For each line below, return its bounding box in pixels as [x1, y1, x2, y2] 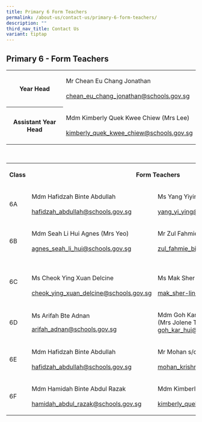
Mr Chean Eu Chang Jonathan [66, 77, 151, 85]
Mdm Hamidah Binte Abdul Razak [31, 384, 126, 392]
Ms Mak [157, 274, 180, 282]
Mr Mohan [157, 347, 187, 356]
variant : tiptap [6, 31, 47, 37]
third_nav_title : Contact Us [6, 25, 79, 32]
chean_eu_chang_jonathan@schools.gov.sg [66, 92, 190, 100]
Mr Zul [157, 229, 176, 238]
